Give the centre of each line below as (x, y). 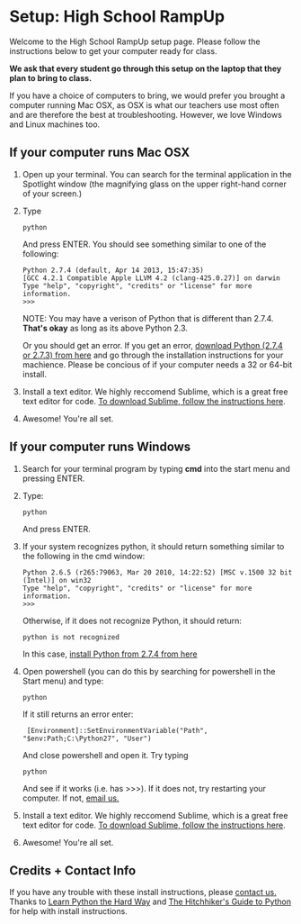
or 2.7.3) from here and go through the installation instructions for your (153, 355)
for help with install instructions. (68, 911)
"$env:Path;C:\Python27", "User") (87, 738)
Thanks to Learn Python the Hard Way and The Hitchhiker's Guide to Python (150, 901)
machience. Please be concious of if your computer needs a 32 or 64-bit (157, 364)
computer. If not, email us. (71, 798)
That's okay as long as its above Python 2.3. (105, 328)
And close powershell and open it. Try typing (105, 755)
